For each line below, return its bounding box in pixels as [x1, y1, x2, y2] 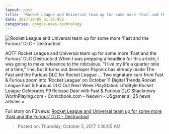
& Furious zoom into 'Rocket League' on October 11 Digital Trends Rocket [5, 77, 156, 83]
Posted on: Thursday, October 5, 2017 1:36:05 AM [17, 123, 121, 129]
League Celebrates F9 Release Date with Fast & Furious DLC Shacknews [5, 88, 155, 94]
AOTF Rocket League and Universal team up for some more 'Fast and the [5, 50, 157, 56]
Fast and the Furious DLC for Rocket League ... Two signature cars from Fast [5, 72, 164, 78]
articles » [5, 99, 25, 105]
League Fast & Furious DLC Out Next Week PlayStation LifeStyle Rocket [5, 83, 153, 89]
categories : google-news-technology [5, 21, 82, 27]
